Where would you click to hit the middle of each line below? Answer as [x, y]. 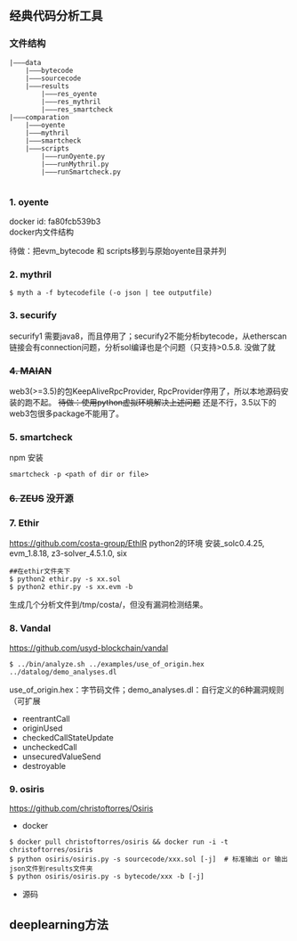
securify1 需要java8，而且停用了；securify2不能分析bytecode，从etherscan [148, 336]
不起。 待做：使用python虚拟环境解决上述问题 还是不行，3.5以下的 [155, 402]
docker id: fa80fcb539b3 [55, 221]
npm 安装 [27, 458]
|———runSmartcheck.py [81, 172]
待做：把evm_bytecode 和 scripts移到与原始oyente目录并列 [118, 250]
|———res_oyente [69, 94]
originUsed [42, 728]
